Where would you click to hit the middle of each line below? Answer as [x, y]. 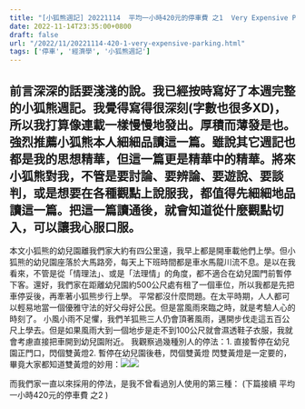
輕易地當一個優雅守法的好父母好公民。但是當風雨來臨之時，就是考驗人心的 [156, 307]
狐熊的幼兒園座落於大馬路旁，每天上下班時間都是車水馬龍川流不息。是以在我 [152, 262]
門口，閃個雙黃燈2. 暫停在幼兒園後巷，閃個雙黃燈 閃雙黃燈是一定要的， [158, 353]
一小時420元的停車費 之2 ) [59, 394]
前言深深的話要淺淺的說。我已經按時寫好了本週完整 [152, 90]
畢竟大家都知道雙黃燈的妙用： [65, 364]
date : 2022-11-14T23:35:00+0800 [70, 26]
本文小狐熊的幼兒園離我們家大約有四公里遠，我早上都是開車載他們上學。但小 [152, 250]
